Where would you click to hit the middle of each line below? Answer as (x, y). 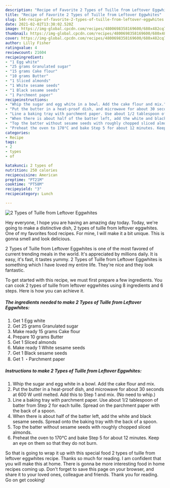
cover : (12, 39)
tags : (11, 142)
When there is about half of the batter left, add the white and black (82, 416)
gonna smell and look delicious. (38, 239)
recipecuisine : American (31, 175)
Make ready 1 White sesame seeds (49, 347)
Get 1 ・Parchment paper (39, 359)
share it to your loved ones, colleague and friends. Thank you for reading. (82, 474)
